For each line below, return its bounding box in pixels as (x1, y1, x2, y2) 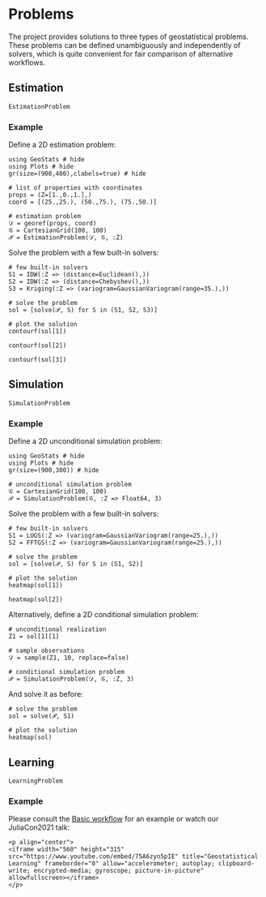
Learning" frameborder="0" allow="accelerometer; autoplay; (8, 860, 216, 868)
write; (8, 867, 31, 875)
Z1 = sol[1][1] (8, 633, 60, 641)
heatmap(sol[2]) (8, 595, 63, 604)
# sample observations (8, 646, 85, 655)
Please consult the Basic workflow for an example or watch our (8, 814, 219, 824)
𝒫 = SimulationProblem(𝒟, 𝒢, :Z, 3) (8, 675, 135, 684)
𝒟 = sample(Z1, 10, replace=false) (8, 654, 129, 662)
